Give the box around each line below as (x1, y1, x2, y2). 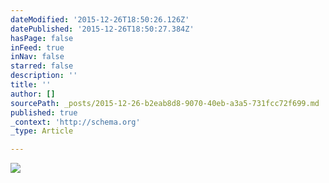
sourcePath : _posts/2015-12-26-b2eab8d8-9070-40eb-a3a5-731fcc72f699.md (10, 98, 320, 108)
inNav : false (10, 52, 65, 62)
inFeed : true (10, 42, 65, 53)
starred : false (10, 61, 74, 71)
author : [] (10, 89, 56, 99)
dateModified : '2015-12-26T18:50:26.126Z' (10, 14, 190, 25)
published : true (10, 107, 78, 118)
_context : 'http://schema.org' (10, 117, 141, 127)
